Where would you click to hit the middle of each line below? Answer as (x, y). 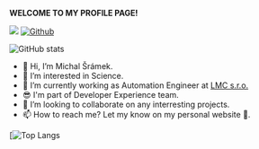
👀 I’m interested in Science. (73, 76)
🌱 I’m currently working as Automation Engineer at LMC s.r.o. (135, 85)
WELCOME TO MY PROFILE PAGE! (74, 13)
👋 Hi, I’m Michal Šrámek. (67, 66)
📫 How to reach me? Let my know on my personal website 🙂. (136, 114)
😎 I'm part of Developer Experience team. (101, 95)
